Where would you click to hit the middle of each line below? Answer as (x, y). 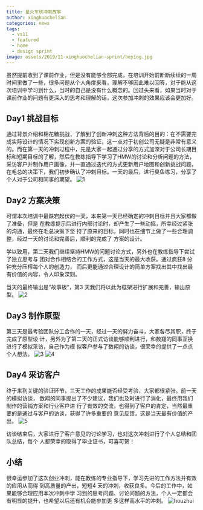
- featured (25, 40)
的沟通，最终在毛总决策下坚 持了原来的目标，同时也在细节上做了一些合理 (97, 231)
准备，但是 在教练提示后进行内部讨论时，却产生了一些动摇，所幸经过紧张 (102, 224)
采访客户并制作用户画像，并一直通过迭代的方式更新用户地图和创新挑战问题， (101, 165)
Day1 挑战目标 (32, 119)
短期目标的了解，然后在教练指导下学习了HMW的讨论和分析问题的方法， (106, 157)
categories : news (28, 23)
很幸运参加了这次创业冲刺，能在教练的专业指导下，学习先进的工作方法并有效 (101, 478)
